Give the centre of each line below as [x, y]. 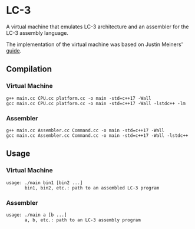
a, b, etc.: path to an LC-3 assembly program [83, 220]
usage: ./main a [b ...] [37, 215]
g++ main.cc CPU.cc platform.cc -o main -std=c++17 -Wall [79, 98]
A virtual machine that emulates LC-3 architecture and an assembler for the [97, 27]
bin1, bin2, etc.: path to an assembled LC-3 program [92, 188]
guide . [14, 50]
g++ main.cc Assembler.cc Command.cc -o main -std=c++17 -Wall [85, 130]
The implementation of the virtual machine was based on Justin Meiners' [95, 44]
